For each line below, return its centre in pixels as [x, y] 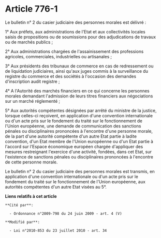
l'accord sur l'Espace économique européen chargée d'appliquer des [74, 146]
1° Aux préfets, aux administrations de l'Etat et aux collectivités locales [75, 32]
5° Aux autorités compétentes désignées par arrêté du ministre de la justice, [81, 111]
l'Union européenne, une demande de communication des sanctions [73, 126]
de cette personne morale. [31, 162]
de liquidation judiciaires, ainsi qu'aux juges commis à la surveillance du [77, 71]
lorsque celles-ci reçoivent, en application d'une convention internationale [79, 115]
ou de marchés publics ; [29, 42]
